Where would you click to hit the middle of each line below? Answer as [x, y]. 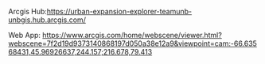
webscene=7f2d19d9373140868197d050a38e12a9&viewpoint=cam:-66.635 [132, 43]
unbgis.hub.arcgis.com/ [47, 20]
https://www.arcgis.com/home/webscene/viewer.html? [132, 35]
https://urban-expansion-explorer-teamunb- [119, 11]
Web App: [25, 35]
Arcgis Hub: [28, 11]
